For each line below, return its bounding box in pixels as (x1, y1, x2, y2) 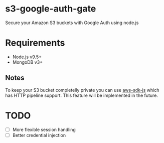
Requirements (5, 37, 65, 49)
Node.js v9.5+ (12, 54, 42, 60)
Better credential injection (12, 132, 66, 138)
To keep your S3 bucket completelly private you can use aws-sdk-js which (5, 87, 159, 93)
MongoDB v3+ (12, 59, 43, 65)
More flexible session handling (12, 126, 76, 132)
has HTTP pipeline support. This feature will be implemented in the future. (5, 92, 158, 98)
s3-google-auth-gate (5, 3, 96, 15)
